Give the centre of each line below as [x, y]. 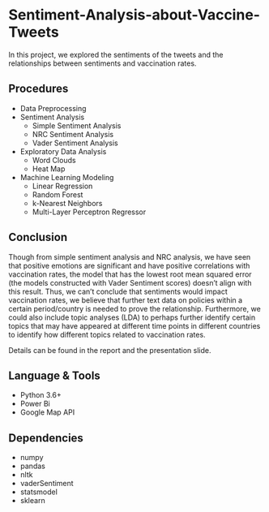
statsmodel [39, 492]
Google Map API [47, 412]
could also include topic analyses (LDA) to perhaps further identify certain [132, 317]
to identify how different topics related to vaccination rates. [107, 334]
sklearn [33, 501]
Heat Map [49, 169]
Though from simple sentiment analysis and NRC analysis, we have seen [130, 256]
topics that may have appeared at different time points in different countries [134, 325]
